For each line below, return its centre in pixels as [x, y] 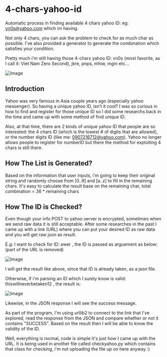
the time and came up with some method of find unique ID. [66, 117]
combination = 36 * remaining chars [42, 191]
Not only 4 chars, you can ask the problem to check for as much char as [79, 38]
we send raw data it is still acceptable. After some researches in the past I [81, 224]
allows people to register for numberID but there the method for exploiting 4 [83, 142]
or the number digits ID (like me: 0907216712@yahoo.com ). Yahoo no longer [83, 137]
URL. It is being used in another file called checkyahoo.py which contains [81, 344]
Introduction [25, 89]
